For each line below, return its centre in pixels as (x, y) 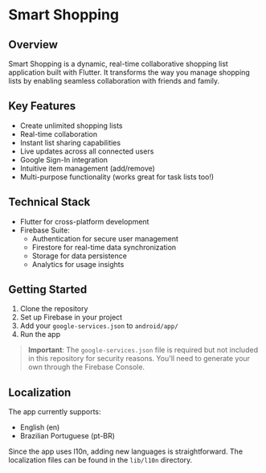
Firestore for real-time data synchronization (104, 247)
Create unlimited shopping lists (71, 125)
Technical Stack (49, 202)
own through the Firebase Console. (86, 367)
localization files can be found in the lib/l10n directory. (100, 460)
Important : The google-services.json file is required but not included (143, 350)
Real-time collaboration (59, 134)
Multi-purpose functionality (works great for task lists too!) (117, 177)
